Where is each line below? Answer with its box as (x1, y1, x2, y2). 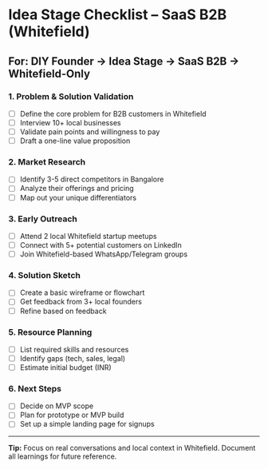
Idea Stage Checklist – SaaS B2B (8, 6, 227, 24)
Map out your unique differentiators (19, 193, 137, 202)
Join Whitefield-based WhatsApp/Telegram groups (19, 249, 188, 259)
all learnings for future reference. (8, 451, 117, 461)
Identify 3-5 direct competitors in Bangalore (19, 174, 164, 185)
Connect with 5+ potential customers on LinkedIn (19, 240, 182, 249)
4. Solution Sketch (8, 270, 81, 281)
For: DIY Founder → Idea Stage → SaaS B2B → (8, 54, 239, 68)
